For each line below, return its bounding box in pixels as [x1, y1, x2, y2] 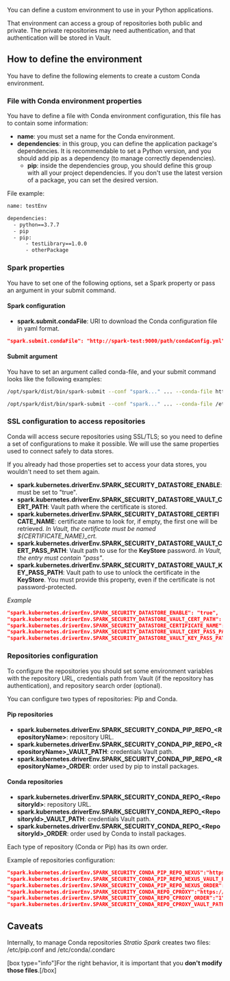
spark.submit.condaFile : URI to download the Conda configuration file [16, 317, 218, 325]
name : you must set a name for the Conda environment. [16, 132, 175, 141]
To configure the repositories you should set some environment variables [7, 667, 214, 675]
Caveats [7, 920, 43, 932]
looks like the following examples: [7, 375, 103, 383]
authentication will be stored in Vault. [7, 34, 112, 42]
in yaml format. [16, 324, 60, 332]
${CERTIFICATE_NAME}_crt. [16, 532, 97, 540]
